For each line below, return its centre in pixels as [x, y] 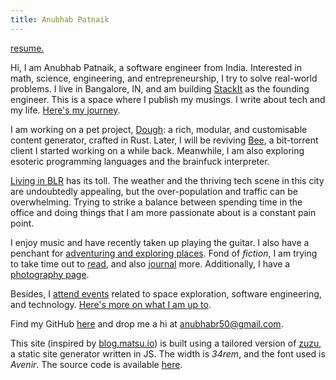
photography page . [50, 274]
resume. [27, 48]
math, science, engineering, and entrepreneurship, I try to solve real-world [164, 78]
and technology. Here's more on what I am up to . [111, 304]
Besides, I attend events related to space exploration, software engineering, [166, 293]
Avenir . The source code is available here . [96, 364]
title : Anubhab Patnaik [60, 19]
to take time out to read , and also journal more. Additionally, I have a [150, 263]
